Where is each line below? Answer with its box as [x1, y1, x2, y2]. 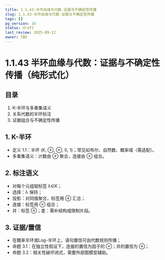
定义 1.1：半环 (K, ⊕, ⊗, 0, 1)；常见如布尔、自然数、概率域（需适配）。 [12, 147, 157, 153]
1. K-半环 [5, 133, 32, 141]
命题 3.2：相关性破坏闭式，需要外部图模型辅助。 [12, 250, 110, 256]
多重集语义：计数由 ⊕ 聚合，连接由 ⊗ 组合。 [12, 153, 107, 159]
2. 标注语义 [5, 169, 39, 177]
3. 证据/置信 [5, 223, 41, 231]
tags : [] [5, 16, 23, 21]
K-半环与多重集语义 [12, 104, 52, 111]
